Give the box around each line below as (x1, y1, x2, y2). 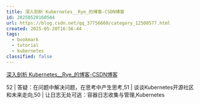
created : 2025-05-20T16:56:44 (6, 25, 82, 32)
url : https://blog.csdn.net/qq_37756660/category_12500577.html (6, 20, 171, 26)
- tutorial (11, 43, 39, 49)
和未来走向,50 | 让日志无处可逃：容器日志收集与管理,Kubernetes (6, 91, 165, 98)
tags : (6, 31, 20, 37)
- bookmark (11, 37, 39, 43)
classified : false (6, 54, 52, 60)
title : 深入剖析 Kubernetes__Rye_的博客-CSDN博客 (6, 8, 125, 15)
